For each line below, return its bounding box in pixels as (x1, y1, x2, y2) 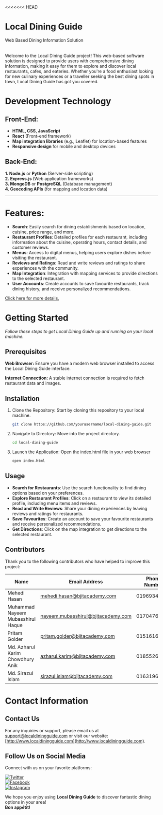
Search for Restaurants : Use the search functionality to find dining (12, 484, 147, 491)
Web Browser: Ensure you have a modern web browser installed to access (5, 360, 155, 367)
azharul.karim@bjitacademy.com (40, 652, 115, 659)
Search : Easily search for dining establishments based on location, (12, 223, 146, 229)
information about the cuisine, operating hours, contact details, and (12, 239, 147, 245)
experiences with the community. (12, 265, 79, 271)
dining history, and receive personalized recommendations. (12, 286, 131, 292)
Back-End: (5, 158, 37, 166)
